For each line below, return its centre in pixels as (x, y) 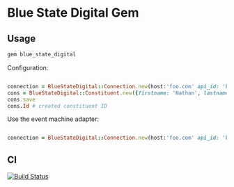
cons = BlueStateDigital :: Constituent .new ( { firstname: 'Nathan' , (104, 93)
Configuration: (28, 67)
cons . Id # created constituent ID (57, 106)
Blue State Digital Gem (73, 13)
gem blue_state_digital (42, 54)
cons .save (22, 99)
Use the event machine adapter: (53, 119)
